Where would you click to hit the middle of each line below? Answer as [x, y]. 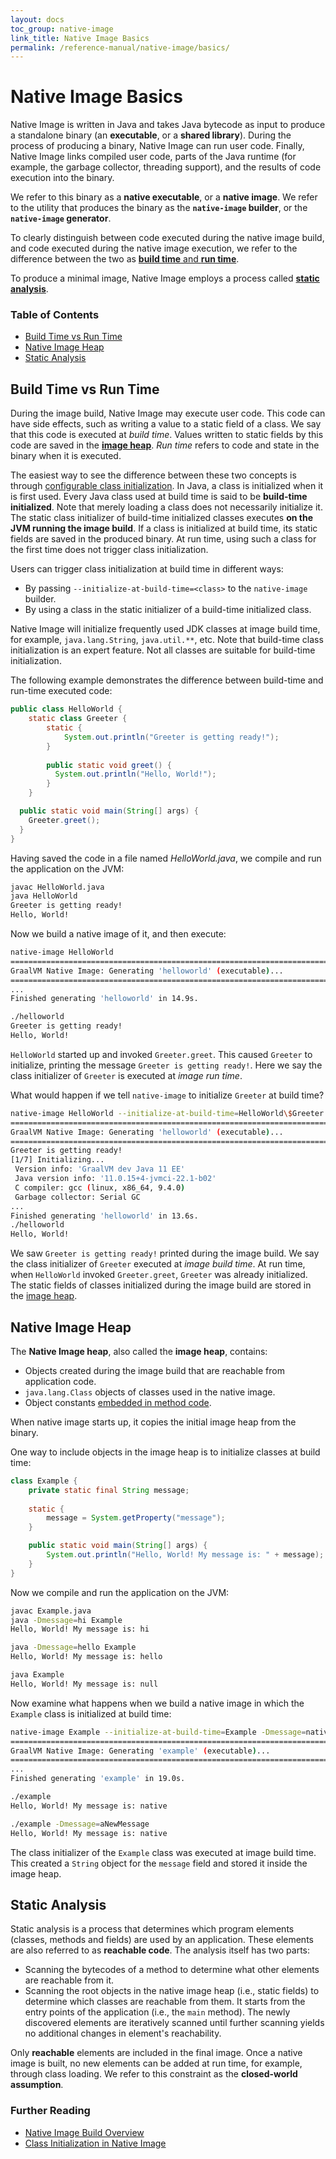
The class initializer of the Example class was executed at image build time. [163, 1852]
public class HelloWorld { [66, 709]
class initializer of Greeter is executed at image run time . [126, 1075]
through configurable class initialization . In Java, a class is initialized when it [167, 486]
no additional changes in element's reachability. [123, 2033]
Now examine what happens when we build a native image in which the [157, 1703]
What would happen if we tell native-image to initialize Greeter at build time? [167, 1095]
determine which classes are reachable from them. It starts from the [165, 2002]
